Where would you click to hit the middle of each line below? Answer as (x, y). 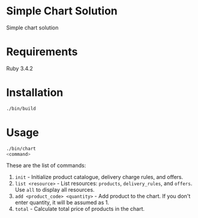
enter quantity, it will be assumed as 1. (62, 202)
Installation (35, 93)
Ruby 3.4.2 (19, 68)
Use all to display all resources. (55, 190)
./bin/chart (21, 149)
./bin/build (21, 108)
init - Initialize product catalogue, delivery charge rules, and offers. (99, 177)
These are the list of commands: (46, 165)
